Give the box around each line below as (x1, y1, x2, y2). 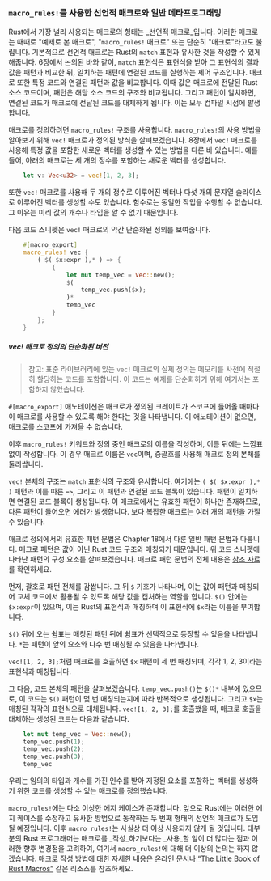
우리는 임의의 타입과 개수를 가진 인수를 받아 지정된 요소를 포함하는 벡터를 (8, 776, 237, 786)
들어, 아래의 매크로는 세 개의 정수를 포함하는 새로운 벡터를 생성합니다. (8, 155, 227, 165)
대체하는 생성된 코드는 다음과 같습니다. (8, 714, 129, 723)
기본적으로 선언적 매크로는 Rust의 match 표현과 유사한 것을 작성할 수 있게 (32, 47, 261, 57)
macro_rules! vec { (23, 248, 89, 256)
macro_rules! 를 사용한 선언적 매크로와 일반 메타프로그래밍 (8, 6, 222, 18)
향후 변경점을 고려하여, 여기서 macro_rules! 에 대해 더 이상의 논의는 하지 (23, 844, 251, 853)
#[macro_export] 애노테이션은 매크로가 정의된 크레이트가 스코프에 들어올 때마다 (8, 401, 260, 411)
